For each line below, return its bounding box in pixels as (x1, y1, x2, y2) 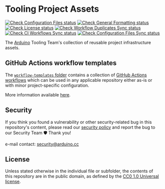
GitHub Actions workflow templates (5, 59, 117, 67)
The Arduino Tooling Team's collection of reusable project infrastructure (5, 39, 151, 45)
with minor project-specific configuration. (5, 82, 89, 88)
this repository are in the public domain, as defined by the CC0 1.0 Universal (5, 173, 159, 179)
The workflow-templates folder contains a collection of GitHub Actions (5, 72, 147, 78)
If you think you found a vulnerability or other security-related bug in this (5, 119, 152, 125)
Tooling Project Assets (5, 3, 99, 15)
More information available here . (5, 92, 71, 97)
